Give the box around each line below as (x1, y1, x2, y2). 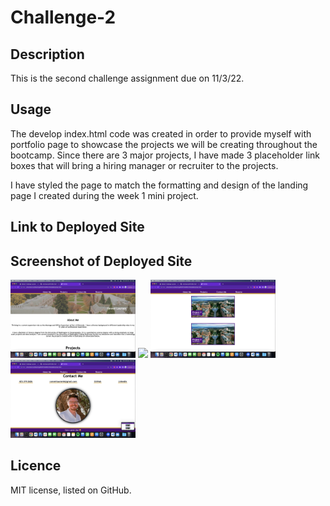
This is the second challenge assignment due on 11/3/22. (10, 72, 245, 84)
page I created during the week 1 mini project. (10, 189, 199, 201)
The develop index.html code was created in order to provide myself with (10, 127, 312, 140)
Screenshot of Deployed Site (10, 252, 193, 270)
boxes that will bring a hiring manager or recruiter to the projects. (10, 159, 279, 171)
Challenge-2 (10, 6, 117, 29)
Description (10, 46, 85, 63)
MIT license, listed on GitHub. (10, 484, 132, 496)
